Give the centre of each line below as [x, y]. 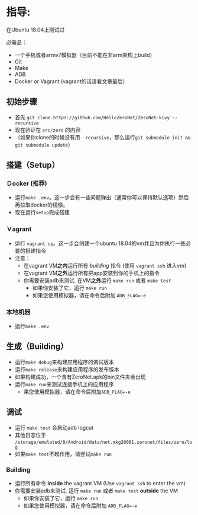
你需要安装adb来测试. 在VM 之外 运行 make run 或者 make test [97, 280]
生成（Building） [37, 347]
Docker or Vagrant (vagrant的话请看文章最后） [71, 81]
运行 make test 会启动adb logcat [54, 427]
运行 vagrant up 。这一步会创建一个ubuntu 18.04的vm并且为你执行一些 [100, 243]
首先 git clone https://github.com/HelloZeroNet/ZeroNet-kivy [92, 117]
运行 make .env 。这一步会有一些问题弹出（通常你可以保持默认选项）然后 [102, 198]
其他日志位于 [30, 435]
